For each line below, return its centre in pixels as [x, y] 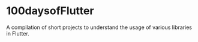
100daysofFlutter [50, 11]
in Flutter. [18, 33]
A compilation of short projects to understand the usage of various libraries [99, 27]
